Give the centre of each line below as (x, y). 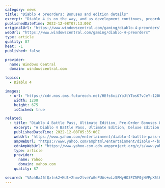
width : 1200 (26, 100)
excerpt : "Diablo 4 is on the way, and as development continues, (74, 19)
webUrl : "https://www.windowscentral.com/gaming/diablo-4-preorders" (78, 32)
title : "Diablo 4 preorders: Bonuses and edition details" (67, 14)
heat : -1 (14, 46)
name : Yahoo (30, 160)
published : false (23, 51)
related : (14, 119)
